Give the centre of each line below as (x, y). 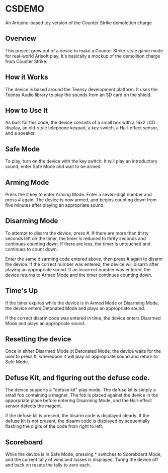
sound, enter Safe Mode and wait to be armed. (54, 167)
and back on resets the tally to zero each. (48, 465)
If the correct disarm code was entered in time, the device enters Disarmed (83, 318)
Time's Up (22, 291)
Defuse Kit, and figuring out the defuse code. (77, 378)
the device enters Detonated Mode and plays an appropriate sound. (75, 308)
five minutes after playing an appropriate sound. (55, 205)
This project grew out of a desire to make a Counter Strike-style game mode (84, 50)
